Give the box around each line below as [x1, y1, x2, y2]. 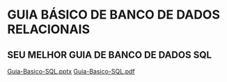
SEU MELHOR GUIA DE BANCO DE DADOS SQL [7, 49, 212, 61]
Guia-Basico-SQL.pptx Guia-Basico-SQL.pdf [7, 68, 136, 75]
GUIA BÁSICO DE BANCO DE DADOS [7, 7, 221, 23]
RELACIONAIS [7, 21, 91, 37]
